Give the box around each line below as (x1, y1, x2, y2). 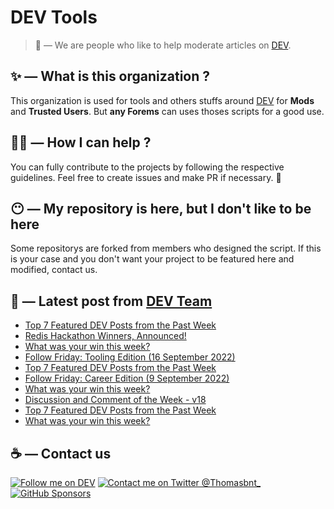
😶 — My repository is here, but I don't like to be (10, 200, 312, 217)
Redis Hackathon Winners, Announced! (24, 330, 187, 342)
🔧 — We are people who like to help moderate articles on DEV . (34, 39, 292, 51)
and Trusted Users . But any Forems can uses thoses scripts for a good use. (10, 105, 325, 117)
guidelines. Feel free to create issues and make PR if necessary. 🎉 (10, 171, 282, 183)
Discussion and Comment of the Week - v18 (24, 394, 207, 406)
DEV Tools (10, 6, 98, 29)
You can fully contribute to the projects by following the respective (10, 161, 285, 173)
